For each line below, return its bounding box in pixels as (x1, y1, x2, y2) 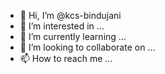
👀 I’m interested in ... (19, 20, 105, 32)
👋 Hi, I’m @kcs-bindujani (19, 10, 122, 21)
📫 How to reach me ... (19, 53, 113, 64)
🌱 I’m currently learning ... (19, 31, 127, 42)
